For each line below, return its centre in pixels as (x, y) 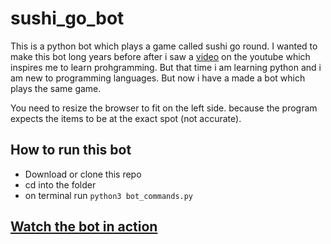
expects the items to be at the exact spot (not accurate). (126, 118)
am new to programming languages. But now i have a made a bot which (158, 78)
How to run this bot (71, 150)
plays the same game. (56, 88)
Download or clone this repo (83, 174)
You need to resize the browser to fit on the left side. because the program (164, 108)
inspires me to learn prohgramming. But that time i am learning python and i (166, 67)
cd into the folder (60, 184)
